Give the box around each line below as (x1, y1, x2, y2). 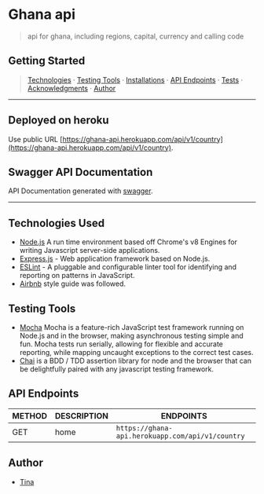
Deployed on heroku (8, 114, 109, 127)
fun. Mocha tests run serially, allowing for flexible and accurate (19, 339, 224, 349)
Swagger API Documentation (8, 165, 153, 178)
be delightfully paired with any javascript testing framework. (19, 364, 214, 374)
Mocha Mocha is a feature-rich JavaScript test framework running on (19, 323, 244, 331)
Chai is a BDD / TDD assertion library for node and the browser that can (19, 356, 251, 365)
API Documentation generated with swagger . (8, 186, 153, 196)
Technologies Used (8, 216, 104, 229)
